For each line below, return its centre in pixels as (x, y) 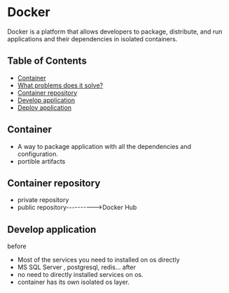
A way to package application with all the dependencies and (104, 146)
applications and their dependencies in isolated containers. (92, 38)
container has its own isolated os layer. (73, 282)
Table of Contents (47, 61)
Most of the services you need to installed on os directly (98, 260)
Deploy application (44, 107)
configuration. (37, 154)
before (17, 246)
